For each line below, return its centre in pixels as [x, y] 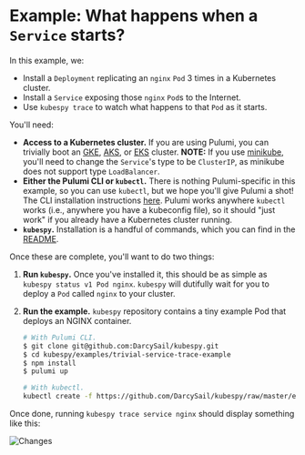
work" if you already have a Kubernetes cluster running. [127, 219]
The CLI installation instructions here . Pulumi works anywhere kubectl [154, 200]
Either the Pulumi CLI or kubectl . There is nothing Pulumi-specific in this [159, 181]
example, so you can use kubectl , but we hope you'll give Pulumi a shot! [158, 190]
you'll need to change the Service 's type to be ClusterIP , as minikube [153, 161]
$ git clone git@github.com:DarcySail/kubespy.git [121, 346]
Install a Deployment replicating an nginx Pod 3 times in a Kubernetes [149, 77]
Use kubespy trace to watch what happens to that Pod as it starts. [145, 106]
